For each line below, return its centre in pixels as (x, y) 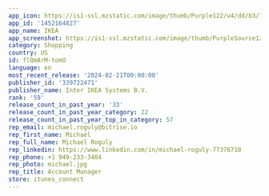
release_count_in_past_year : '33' (66, 105)
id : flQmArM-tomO (37, 61)
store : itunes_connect (46, 180)
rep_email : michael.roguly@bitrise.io (73, 127)
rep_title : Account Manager (55, 172)
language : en (30, 68)
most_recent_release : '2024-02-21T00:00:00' (84, 75)
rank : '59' (26, 98)
